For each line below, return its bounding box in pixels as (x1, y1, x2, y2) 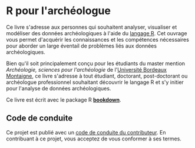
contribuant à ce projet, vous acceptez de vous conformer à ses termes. (6, 135, 181, 142)
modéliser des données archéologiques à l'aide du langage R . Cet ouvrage (6, 29, 187, 36)
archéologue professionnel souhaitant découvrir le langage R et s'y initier (6, 78, 184, 86)
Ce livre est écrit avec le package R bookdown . (6, 96, 121, 103)
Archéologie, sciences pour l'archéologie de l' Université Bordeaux (6, 66, 167, 73)
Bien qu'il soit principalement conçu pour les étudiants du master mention (6, 60, 186, 67)
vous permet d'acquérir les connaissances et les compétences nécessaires (6, 36, 190, 43)
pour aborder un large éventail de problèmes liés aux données (6, 42, 157, 49)
